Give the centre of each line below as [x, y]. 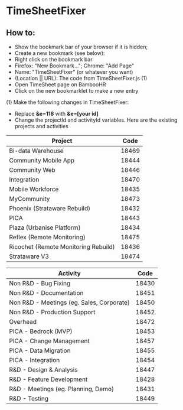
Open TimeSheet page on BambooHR [60, 84]
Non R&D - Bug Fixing [40, 283]
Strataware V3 [29, 256]
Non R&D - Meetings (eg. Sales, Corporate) [69, 302]
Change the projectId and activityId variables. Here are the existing [96, 120]
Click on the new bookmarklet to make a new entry [76, 91]
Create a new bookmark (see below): [60, 53]
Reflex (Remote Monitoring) [47, 237]
